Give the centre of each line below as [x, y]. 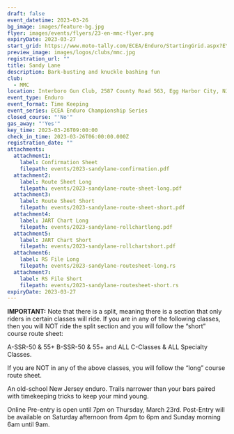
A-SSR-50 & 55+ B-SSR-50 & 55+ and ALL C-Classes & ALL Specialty [107, 347]
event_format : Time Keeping [48, 104]
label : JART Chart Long [54, 220]
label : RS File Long [49, 259]
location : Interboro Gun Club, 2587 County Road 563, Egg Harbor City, [113, 91]
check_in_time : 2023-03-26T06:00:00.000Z [68, 136]
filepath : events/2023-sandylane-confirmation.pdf [95, 169]
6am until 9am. [29, 424]
